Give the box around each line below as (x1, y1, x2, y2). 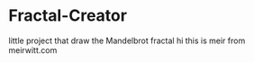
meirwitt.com (8, 44, 58, 55)
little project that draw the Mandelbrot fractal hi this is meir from (8, 35, 246, 46)
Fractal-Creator (8, 5, 128, 26)
